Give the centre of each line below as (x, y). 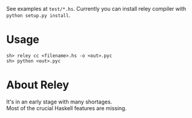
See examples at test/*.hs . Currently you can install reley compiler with (96, 9)
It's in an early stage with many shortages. (59, 102)
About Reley (38, 85)
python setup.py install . (38, 15)
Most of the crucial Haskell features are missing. (67, 108)
